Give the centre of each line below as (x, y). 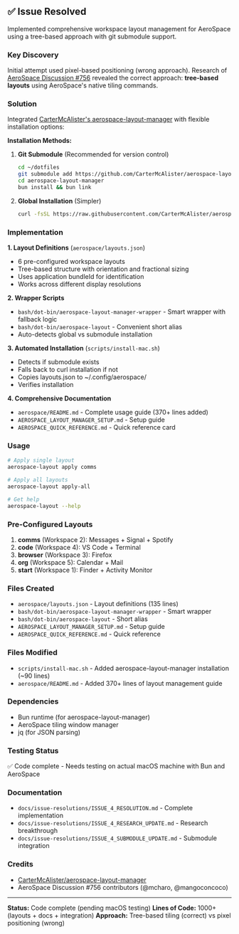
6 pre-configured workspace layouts (71, 262)
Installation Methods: (40, 141)
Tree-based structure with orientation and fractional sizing (103, 269)
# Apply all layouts (38, 480)
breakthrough (38, 831)
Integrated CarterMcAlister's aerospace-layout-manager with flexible (108, 120)
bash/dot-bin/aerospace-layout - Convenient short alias (100, 327)
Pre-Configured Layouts (50, 524)
